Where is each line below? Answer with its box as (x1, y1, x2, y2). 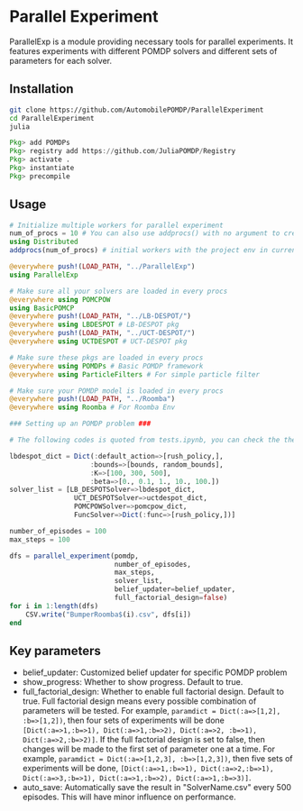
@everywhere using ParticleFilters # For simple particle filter (9, 369, 260, 379)
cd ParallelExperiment (9, 114, 95, 123)
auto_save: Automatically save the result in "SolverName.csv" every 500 (22, 782, 291, 793)
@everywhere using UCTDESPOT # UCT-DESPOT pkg (9, 337, 188, 346)
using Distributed (9, 237, 78, 247)
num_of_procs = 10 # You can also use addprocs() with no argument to (9, 229, 280, 238)
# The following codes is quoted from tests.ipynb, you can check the (9, 435, 280, 445)
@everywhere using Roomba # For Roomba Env (9, 403, 176, 412)
